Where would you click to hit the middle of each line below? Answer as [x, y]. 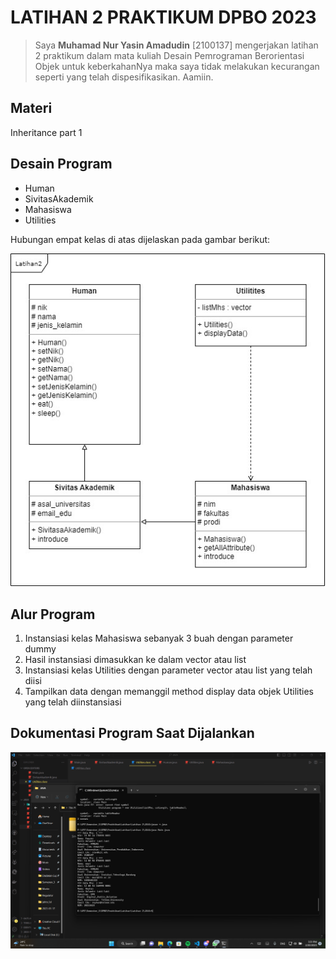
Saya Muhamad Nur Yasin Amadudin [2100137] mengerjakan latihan [176, 45]
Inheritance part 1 [46, 132]
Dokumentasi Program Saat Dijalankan [132, 733]
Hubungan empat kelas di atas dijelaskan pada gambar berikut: [140, 239]
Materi [31, 108]
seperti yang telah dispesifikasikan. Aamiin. [124, 77]
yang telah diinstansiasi [73, 702]
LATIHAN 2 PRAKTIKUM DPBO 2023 [163, 17]
